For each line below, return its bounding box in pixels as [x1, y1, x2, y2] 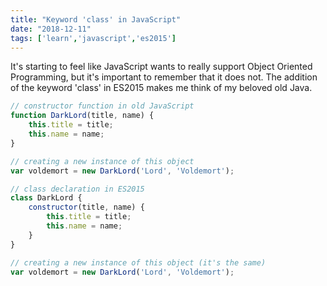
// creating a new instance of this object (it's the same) [10, 257, 267, 268]
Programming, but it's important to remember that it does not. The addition [10, 71, 318, 83]
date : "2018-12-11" [10, 24, 92, 34]
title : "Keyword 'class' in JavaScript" [10, 14, 182, 25]
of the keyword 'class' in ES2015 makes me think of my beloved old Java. [10, 82, 313, 94]
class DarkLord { [10, 193, 83, 203]
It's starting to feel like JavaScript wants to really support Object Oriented [10, 61, 313, 73]
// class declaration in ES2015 [10, 184, 145, 194]
